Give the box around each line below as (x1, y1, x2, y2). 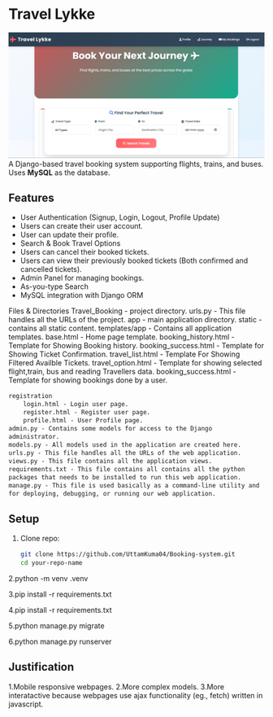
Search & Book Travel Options (19, 238, 121, 248)
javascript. (8, 699, 44, 709)
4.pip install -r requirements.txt (8, 605, 112, 614)
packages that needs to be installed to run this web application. (8, 474, 242, 482)
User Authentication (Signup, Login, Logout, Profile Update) (19, 212, 220, 222)
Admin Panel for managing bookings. (19, 273, 145, 283)
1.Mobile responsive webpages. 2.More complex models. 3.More (8, 681, 225, 692)
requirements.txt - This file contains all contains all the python (8, 466, 245, 474)
